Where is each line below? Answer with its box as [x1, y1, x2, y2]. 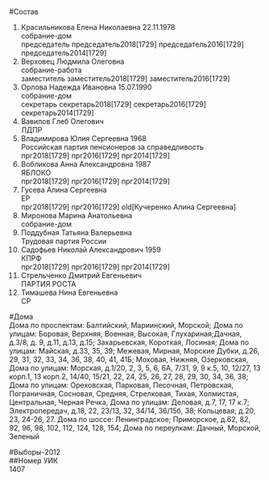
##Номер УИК [9, 456, 59, 466]
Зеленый [9, 432, 39, 441]
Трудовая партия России [20, 237, 107, 246]
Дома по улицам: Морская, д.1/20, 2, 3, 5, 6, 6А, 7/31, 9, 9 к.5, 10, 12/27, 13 [9, 363, 261, 373]
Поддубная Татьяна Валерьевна [20, 228, 132, 237]
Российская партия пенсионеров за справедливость [20, 143, 205, 151]
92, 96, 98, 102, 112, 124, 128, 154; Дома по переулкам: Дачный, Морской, [9, 423, 261, 432]
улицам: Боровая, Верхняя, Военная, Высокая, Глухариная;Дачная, [9, 329, 242, 338]
